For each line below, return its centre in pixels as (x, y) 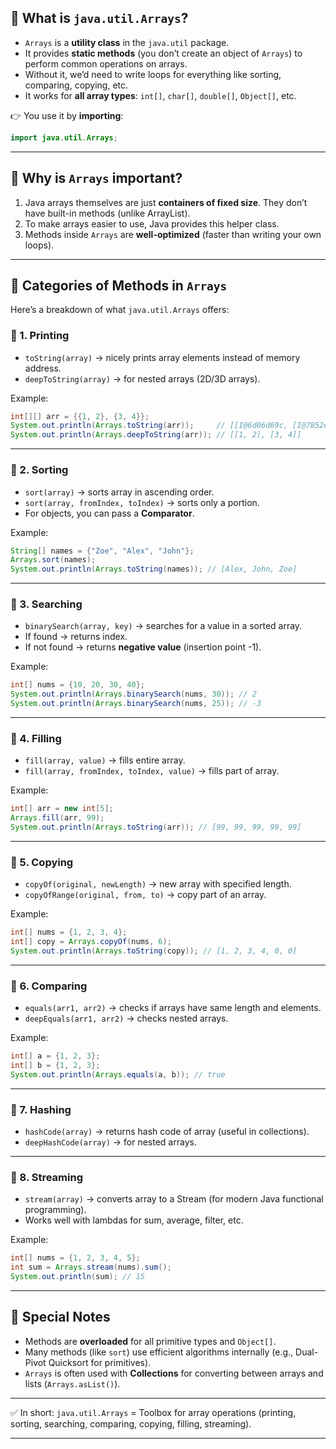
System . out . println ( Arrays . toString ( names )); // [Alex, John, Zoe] (154, 569)
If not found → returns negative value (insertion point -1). (143, 647)
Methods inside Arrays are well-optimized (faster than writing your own (173, 234)
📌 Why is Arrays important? (96, 178)
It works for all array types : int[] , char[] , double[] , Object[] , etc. (160, 95)
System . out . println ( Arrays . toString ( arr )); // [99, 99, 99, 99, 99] (156, 827)
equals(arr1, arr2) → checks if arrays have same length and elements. (173, 1008)
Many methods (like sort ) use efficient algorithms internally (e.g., (159, 1352)
